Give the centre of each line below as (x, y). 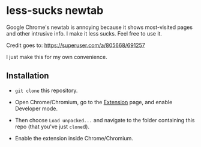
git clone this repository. (46, 90)
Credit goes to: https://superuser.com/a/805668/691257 (76, 45)
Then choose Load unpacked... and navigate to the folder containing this (105, 120)
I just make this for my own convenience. (57, 57)
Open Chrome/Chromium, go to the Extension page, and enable (94, 102)
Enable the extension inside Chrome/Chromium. (74, 138)
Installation (28, 76)
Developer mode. (36, 108)
